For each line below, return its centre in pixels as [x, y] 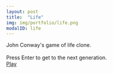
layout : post [22, 12]
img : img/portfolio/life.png [42, 23]
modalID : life [24, 28]
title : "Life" [25, 17]
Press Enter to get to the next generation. [56, 58]
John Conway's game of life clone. [49, 45]
